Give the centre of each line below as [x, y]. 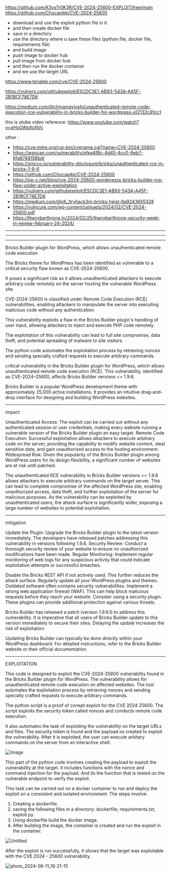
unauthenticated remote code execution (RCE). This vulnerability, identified [84, 371]
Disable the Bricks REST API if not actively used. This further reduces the [82, 575]
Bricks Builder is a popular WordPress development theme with [71, 386]
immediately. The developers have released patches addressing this [77, 538]
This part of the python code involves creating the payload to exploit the [81, 762]
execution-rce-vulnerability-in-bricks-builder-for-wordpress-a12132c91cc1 [83, 112]
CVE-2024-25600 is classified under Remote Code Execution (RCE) [76, 299]
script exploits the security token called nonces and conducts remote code [84, 711]
